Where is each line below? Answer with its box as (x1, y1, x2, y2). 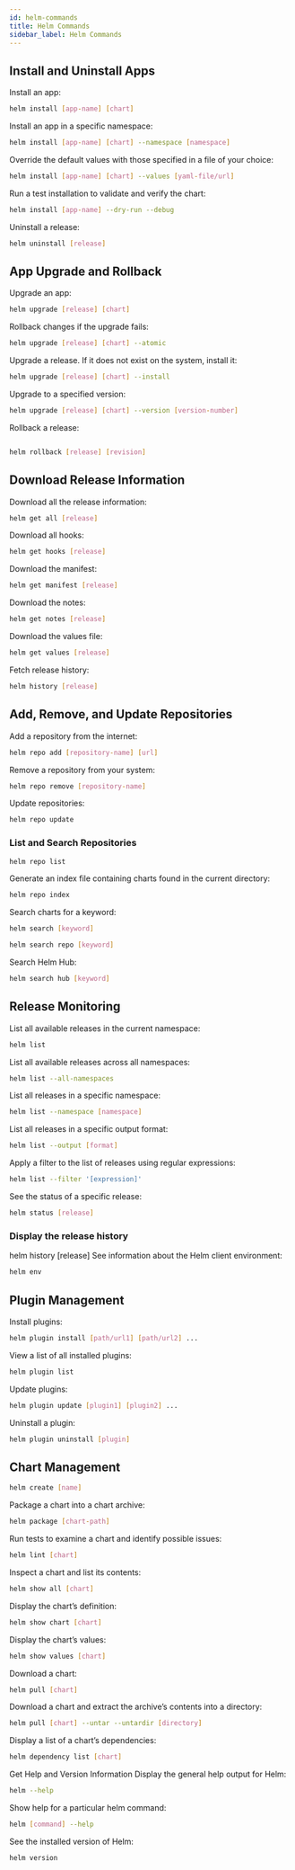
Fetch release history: (9, 664, 90, 675)
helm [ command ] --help (9, 1820, 94, 1830)
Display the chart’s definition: (9, 1600, 117, 1611)
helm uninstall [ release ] (9, 239, 106, 248)
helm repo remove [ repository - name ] (9, 781, 146, 791)
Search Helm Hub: (9, 957, 77, 967)
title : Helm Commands (9, 22, 91, 31)
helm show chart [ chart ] (9, 1617, 102, 1627)
